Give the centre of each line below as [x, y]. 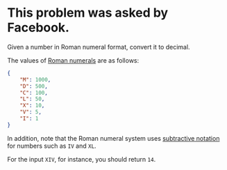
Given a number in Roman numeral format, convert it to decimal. [99, 47]
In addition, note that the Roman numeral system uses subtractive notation [113, 138]
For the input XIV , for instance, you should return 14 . [82, 159]
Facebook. [38, 28]
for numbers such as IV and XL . [52, 146]
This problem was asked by [88, 13]
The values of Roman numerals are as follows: [73, 60]
